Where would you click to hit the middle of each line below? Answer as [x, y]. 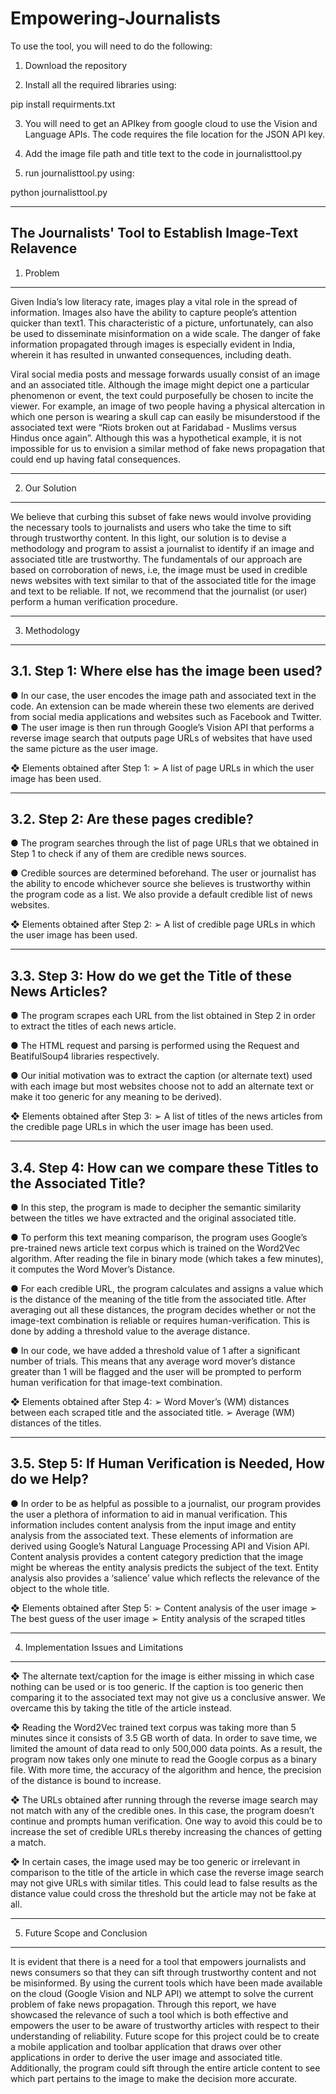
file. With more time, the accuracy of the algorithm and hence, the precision [166, 1769]
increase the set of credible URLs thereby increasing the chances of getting [166, 1831]
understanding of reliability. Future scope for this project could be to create [165, 2036]
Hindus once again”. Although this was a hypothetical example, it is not [156, 438]
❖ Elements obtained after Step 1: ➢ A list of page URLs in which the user [162, 768]
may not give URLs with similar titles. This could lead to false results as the [164, 1883]
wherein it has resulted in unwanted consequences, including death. [151, 354]
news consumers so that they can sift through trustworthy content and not [163, 1972]
